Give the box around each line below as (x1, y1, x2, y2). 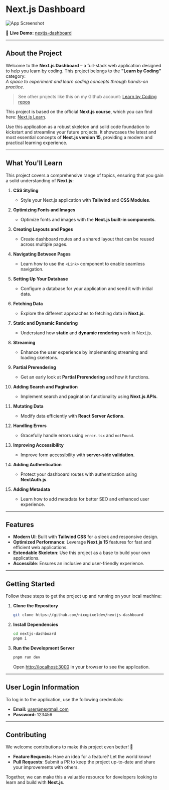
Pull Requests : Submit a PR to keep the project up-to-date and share (13, 759, 156, 765)
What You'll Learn (6, 159, 63, 168)
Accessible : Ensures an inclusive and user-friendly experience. (13, 561, 144, 567)
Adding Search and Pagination (13, 383, 78, 389)
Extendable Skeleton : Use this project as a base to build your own (13, 550, 150, 556)
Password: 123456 (13, 711, 53, 717)
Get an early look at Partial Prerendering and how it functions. (20, 374, 150, 380)
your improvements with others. (13, 764, 79, 770)
